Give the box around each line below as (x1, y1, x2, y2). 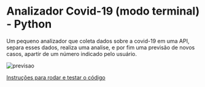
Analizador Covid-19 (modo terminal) (6, 4, 200, 18)
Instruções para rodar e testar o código (6, 74, 106, 81)
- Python (6, 17, 52, 31)
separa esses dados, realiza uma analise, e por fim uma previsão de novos (6, 44, 195, 51)
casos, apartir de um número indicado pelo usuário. (6, 50, 137, 57)
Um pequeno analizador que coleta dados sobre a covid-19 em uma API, (6, 37, 190, 44)
